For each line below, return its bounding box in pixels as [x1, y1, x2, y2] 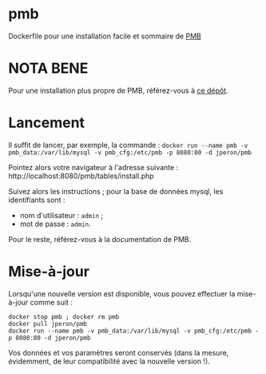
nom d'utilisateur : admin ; [19, 210, 104, 220]
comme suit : [30, 297, 73, 307]
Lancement [8, 113, 85, 132]
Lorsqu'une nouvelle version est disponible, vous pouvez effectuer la [8, 288, 236, 298]
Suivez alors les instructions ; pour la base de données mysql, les [8, 186, 224, 196]
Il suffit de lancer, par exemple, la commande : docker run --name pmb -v [8, 140, 248, 149]
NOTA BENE [8, 59, 89, 78]
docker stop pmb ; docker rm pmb [8, 312, 120, 320]
